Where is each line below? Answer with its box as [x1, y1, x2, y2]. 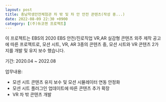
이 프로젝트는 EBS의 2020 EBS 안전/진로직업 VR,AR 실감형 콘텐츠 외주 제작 [5, 35, 152, 41]
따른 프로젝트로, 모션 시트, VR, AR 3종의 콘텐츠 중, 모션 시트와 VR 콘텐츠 [10, 42, 151, 48]
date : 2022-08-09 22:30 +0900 [5, 16, 68, 21]
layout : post [5, 7, 32, 12]
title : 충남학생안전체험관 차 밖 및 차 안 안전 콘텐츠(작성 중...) [5, 12, 125, 17]
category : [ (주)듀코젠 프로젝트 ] [5, 21, 66, 26]
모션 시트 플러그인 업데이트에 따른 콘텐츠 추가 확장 [12, 85, 110, 92]
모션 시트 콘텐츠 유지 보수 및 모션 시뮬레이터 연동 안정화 [12, 79, 121, 85]
